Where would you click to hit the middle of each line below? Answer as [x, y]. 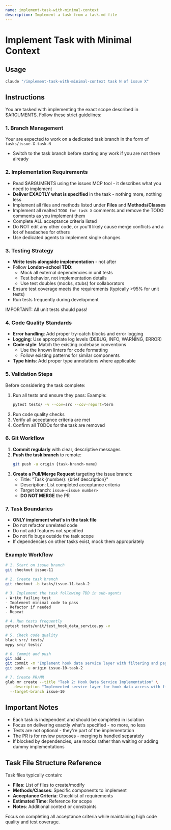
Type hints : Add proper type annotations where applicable [74, 361]
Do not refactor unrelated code [45, 525]
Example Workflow [29, 555]
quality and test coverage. [33, 822]
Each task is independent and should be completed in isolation [78, 720]
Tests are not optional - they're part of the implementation [74, 731]
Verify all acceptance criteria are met [51, 420]
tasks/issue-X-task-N [28, 144]
